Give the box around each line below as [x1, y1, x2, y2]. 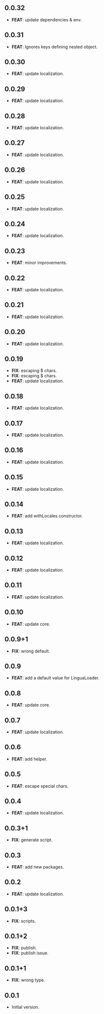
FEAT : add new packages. [11, 864, 64, 870]
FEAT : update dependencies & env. [11, 17, 82, 22]
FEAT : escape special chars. [11, 783, 69, 789]
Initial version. [11, 1004, 40, 1010]
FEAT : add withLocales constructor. [11, 513, 83, 519]
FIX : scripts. [11, 918, 36, 924]
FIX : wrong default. [11, 648, 50, 654]
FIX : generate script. [11, 837, 53, 843]
